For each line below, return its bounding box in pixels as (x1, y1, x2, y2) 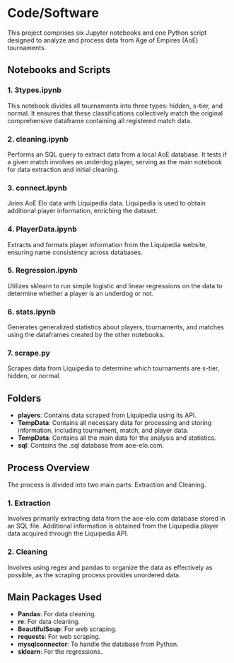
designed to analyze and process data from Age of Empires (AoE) (7, 35, 199, 44)
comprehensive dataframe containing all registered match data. (7, 116, 192, 125)
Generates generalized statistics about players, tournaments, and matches (7, 323, 224, 331)
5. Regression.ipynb (7, 266, 78, 276)
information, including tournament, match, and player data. (17, 426, 189, 435)
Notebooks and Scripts (7, 64, 111, 76)
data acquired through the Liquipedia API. (7, 529, 129, 538)
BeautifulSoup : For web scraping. (17, 625, 117, 633)
